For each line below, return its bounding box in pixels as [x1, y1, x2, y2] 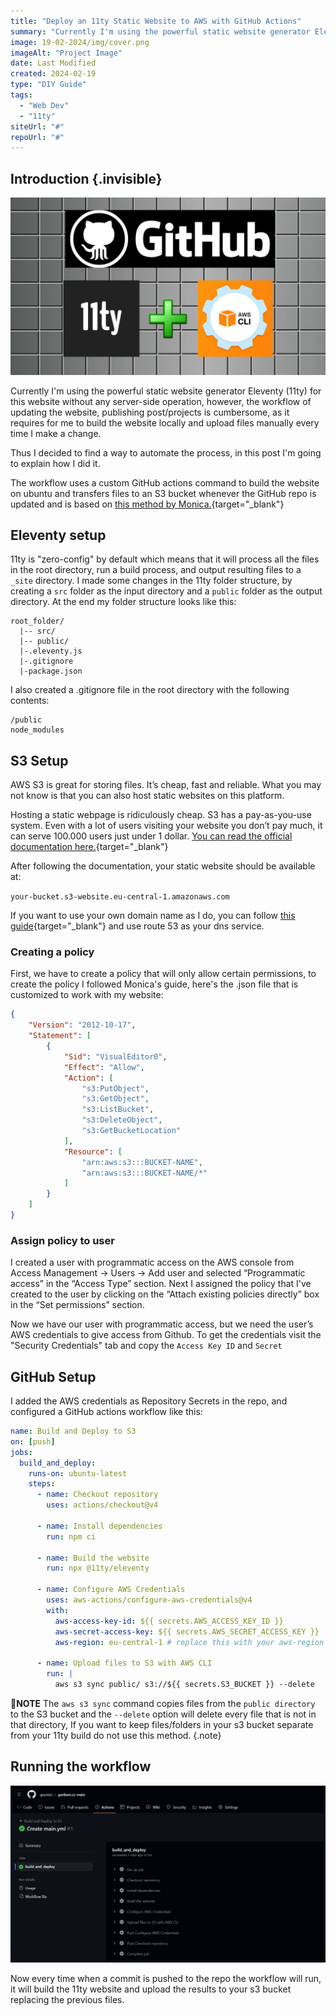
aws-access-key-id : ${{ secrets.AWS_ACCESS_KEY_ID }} [54, 1616, 284, 1626]
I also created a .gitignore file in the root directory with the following [10, 684, 290, 696]
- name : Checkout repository [36, 1490, 159, 1500]
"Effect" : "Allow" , [63, 1062, 145, 1072]
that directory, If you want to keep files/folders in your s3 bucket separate [10, 1718, 314, 1730]
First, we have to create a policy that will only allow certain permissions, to [10, 968, 317, 980]
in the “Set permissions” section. [10, 1299, 145, 1311]
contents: [10, 695, 50, 707]
